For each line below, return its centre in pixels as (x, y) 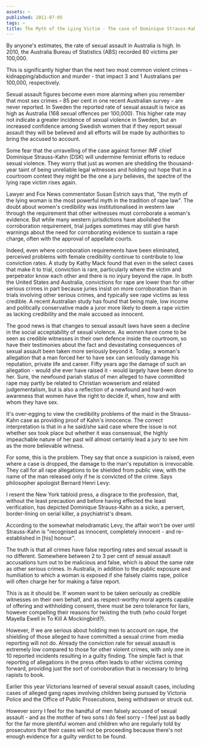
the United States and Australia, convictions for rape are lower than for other (100, 282)
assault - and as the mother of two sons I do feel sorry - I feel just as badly (98, 717)
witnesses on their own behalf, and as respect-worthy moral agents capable (100, 600)
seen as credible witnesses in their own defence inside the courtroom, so (97, 338)
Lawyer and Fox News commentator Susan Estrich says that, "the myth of (97, 194)
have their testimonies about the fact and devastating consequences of (94, 345)
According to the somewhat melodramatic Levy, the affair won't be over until (100, 525)
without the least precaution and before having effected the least (86, 501)
